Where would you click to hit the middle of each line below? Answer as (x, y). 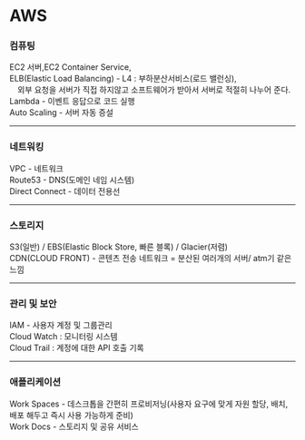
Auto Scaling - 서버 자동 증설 (61, 112)
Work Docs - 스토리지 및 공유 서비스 (74, 426)
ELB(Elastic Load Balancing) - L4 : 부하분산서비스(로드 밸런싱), (123, 79)
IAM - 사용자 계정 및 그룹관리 (61, 325)
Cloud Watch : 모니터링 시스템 (64, 337)
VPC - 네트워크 (36, 168)
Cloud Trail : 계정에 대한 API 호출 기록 (77, 348)
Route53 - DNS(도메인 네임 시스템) (72, 180)
